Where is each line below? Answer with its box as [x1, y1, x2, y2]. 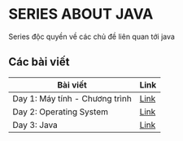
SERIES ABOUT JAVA [8, 5, 154, 23]
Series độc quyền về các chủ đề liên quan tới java [8, 32, 175, 41]
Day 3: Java [12, 119, 59, 130]
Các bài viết [8, 55, 70, 69]
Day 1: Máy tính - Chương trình [12, 92, 132, 104]
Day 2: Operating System [12, 106, 108, 117]
